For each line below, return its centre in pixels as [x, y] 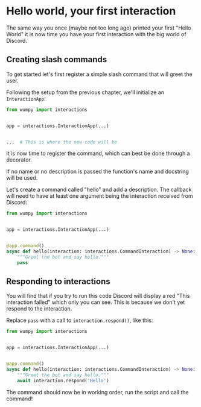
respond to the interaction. [39, 309]
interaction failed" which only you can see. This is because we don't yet [96, 302]
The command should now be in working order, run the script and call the [97, 392]
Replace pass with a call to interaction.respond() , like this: [80, 320]
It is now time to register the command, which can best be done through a [98, 153]
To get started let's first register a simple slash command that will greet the [99, 74]
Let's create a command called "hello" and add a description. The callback [99, 190]
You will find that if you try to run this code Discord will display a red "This [98, 296]
